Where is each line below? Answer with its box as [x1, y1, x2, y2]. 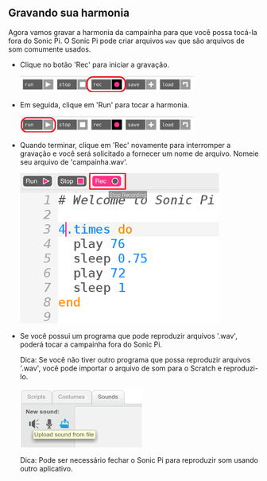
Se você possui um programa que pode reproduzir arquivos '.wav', [19, 331, 238, 340]
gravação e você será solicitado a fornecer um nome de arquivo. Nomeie [19, 149, 259, 158]
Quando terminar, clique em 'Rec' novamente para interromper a [19, 140, 231, 149]
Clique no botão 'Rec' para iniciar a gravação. [19, 60, 169, 69]
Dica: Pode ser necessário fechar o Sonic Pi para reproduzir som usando [19, 455, 258, 464]
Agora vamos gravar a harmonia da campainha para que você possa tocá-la [8, 27, 257, 37]
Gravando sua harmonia [8, 6, 130, 20]
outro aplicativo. [19, 464, 73, 473]
